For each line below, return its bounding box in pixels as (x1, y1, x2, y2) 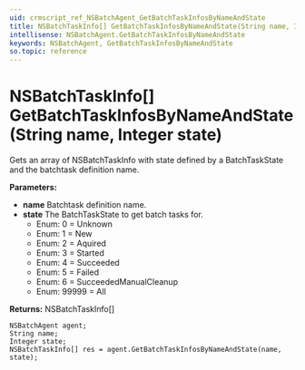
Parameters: (9, 182, 57, 193)
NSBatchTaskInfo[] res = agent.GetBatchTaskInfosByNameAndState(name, (9, 346, 282, 355)
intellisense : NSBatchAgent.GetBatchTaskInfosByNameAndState (9, 30, 246, 39)
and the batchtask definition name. (9, 164, 140, 175)
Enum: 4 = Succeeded (35, 258, 120, 268)
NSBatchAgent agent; (9, 321, 88, 331)
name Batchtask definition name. (22, 200, 147, 210)
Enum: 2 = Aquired (35, 238, 107, 249)
